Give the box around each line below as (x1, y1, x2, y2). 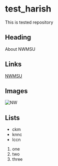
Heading (5, 33, 31, 41)
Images (5, 87, 28, 95)
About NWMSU (5, 46, 35, 52)
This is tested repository (5, 19, 54, 25)
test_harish (5, 3, 52, 14)
